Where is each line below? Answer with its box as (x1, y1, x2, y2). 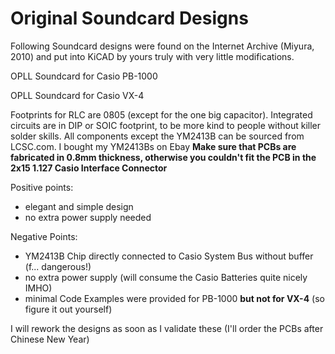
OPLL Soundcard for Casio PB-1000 (10, 70, 158, 82)
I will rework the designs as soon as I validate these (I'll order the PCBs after (10, 322, 324, 334)
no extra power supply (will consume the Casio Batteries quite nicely (24, 271, 308, 283)
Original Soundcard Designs (10, 7, 249, 30)
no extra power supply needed (24, 211, 152, 223)
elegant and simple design (24, 200, 134, 212)
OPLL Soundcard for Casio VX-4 (10, 89, 145, 101)
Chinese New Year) (10, 333, 90, 345)
